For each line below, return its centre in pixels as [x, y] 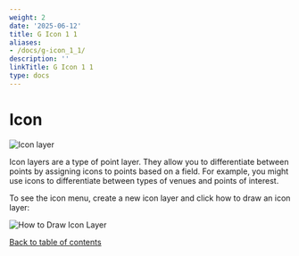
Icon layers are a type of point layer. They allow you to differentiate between [149, 161]
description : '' [39, 59]
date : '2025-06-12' [46, 26]
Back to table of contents [55, 242]
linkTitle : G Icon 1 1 [51, 68]
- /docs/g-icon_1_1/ [48, 51]
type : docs [29, 76]
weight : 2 [28, 17]
